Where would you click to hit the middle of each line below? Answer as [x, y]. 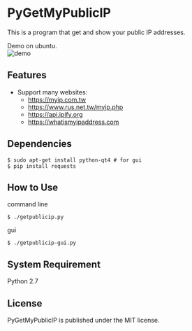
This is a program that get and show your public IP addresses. [96, 32]
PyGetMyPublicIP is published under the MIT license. [83, 320]
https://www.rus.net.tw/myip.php [75, 107]
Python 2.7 [23, 281]
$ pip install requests [42, 166]
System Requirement [54, 264]
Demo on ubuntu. [32, 45]
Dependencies [39, 144]
